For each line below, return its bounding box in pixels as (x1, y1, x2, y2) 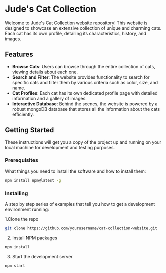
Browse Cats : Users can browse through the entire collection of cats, (12, 63, 156, 69)
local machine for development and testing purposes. (5, 144, 115, 150)
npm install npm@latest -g (5, 178, 61, 183)
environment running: (5, 206, 49, 213)
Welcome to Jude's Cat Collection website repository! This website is (5, 20, 148, 26)
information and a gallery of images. (12, 95, 87, 101)
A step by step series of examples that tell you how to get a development (5, 201, 155, 207)
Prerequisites (5, 157, 38, 164)
